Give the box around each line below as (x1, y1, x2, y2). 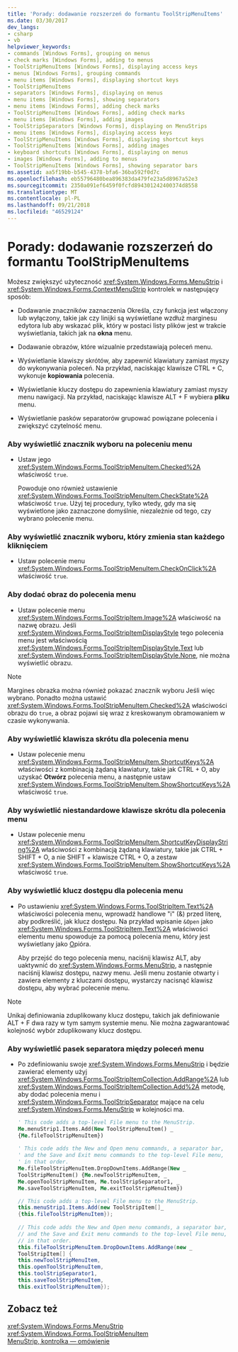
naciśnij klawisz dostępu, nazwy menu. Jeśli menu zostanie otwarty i (17, 968, 220, 977)
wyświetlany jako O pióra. (17, 939, 91, 948)
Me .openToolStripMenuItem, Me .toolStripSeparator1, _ (17, 1178, 180, 1185)
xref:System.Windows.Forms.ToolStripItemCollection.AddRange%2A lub (17, 1075, 229, 1083)
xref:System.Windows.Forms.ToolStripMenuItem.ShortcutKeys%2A (17, 758, 215, 766)
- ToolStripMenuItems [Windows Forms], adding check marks (7, 109, 186, 116)
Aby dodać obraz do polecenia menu (7, 589, 137, 599)
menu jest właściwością (17, 636, 87, 644)
